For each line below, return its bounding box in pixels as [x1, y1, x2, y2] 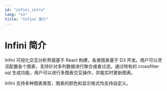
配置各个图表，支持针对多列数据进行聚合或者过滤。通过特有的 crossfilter [9, 63, 159, 69]
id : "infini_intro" [5, 7, 46, 12]
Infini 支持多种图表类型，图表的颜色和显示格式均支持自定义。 [5, 80, 131, 86]
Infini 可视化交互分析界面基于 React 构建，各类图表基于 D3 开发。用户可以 [5, 57, 158, 63]
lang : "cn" [5, 12, 28, 17]
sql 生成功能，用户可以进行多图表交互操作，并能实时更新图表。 [5, 69, 136, 75]
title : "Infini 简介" [5, 16, 49, 21]
